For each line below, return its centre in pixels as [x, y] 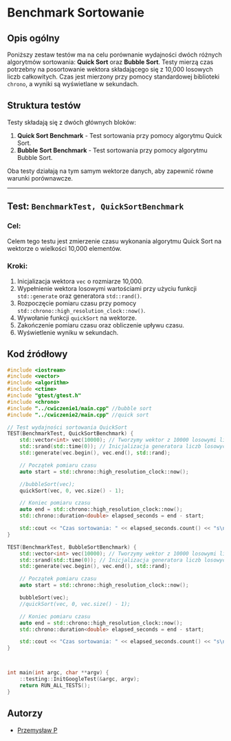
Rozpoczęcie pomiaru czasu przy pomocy [77, 303]
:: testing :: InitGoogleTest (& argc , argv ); [79, 679]
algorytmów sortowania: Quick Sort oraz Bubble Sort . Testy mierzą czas [110, 62]
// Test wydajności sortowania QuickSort [67, 427]
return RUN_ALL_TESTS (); [55, 685]
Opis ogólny [33, 38]
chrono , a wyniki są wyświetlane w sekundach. [73, 84]
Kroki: [18, 266]
